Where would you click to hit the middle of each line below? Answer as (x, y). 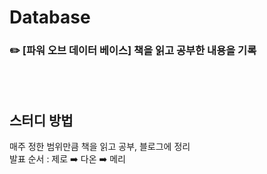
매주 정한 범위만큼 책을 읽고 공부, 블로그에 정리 (100, 147)
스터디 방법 (41, 120)
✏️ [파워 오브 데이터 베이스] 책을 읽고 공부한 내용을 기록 (133, 51)
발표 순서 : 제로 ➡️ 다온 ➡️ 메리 (67, 159)
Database (50, 17)
